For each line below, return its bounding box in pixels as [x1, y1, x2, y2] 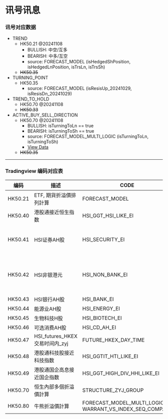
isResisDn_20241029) [27, 91, 72, 97]
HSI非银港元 [34, 271, 62, 278]
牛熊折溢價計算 [34, 402, 69, 409]
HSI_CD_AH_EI [82, 324, 116, 331]
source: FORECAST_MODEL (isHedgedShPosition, [27, 59, 131, 65]
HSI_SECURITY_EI [82, 236, 125, 243]
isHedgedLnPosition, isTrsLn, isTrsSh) [27, 64, 105, 70]
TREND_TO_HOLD [12, 96, 49, 102]
